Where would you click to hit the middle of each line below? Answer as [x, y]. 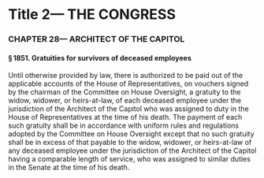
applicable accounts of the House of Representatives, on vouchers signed [128, 83]
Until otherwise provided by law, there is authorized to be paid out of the [126, 76]
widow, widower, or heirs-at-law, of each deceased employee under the [125, 101]
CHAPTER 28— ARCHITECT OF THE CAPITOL [97, 39]
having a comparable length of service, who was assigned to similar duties [129, 159]
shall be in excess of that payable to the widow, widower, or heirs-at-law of [130, 143]
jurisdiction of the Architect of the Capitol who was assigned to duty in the [129, 109]
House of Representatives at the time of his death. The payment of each [125, 117]
